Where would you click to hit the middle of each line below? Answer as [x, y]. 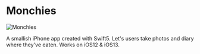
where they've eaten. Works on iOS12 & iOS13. [63, 45]
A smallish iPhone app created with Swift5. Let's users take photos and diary [100, 38]
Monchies [31, 11]
